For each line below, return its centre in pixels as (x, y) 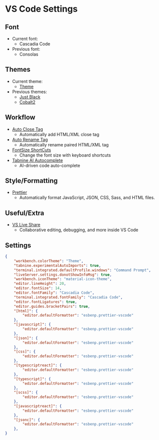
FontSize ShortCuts (31, 150)
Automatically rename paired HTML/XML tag (64, 144)
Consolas (29, 54)
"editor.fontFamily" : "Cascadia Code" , (54, 293)
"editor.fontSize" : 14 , (38, 288)
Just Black (30, 97)
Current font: (25, 39)
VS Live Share (26, 225)
